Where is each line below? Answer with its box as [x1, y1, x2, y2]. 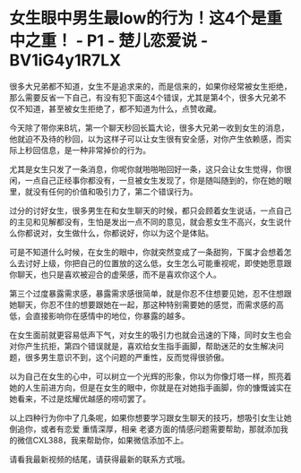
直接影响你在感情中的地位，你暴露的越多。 [32, 310, 190, 321]
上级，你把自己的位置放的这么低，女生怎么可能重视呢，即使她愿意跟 [39, 257, 292, 269]
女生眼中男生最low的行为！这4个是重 [9, 8, 283, 29]
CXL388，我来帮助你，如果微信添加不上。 [32, 434, 189, 445]
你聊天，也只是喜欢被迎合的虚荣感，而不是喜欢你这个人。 [9, 269, 221, 279]
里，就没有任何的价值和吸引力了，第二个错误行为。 [9, 185, 198, 197]
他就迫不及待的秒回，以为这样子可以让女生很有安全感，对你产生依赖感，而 [9, 133, 284, 144]
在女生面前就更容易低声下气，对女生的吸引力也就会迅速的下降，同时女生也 [9, 329, 284, 340]
